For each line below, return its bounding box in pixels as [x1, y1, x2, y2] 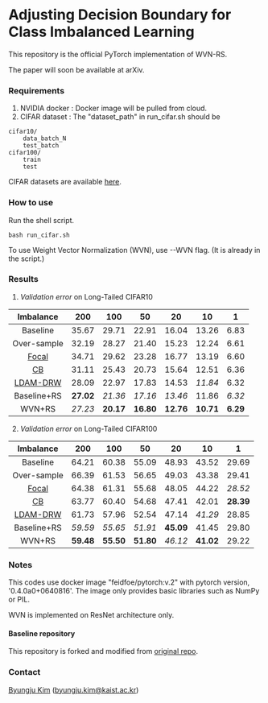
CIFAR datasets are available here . [8, 177, 122, 187]
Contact [8, 667, 41, 678]
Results [8, 274, 39, 285]
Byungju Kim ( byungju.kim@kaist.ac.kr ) [8, 684, 139, 694]
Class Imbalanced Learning [8, 23, 195, 41]
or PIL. [8, 594, 31, 605]
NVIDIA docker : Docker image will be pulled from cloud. [19, 103, 208, 114]
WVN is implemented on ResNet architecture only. [8, 610, 175, 620]
